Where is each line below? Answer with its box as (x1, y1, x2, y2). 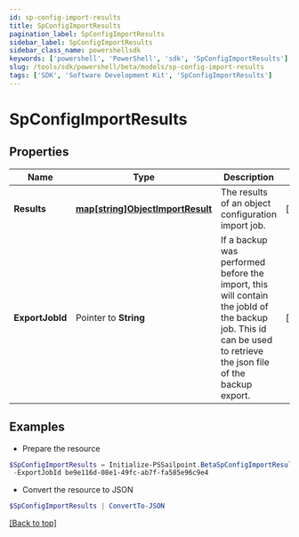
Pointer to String (75, 311, 145, 324)
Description (223, 171, 274, 183)
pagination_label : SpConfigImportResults (9, 29, 166, 38)
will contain (221, 289, 269, 301)
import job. (221, 219, 266, 231)
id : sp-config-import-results (9, 12, 122, 22)
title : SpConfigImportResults (9, 21, 122, 30)
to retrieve (221, 344, 264, 357)
